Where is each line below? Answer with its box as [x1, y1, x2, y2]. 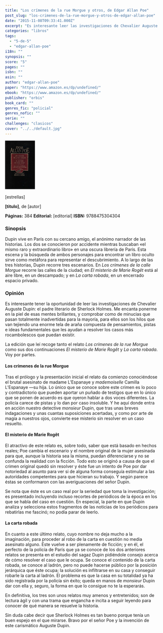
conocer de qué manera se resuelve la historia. [5, 603, 100, 609]
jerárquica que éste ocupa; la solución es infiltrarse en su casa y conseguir [5, 567, 156, 573]
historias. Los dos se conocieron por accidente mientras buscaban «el [5, 242, 146, 247]
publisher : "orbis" [5, 95, 45, 100]
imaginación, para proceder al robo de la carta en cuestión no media [5, 536, 143, 542]
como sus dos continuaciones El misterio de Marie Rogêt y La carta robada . [5, 347, 158, 352]
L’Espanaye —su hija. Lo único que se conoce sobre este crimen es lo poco [5, 384, 157, 390]
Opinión [5, 289, 24, 296]
